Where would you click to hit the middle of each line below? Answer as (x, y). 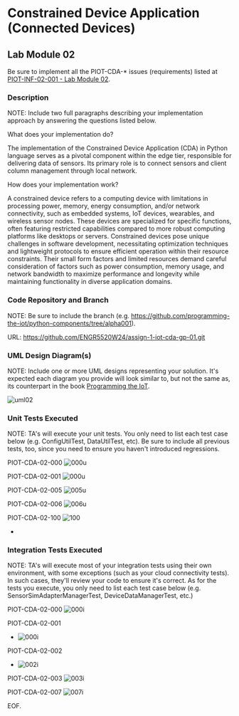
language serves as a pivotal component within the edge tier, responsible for (119, 156)
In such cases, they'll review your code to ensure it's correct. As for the (112, 581)
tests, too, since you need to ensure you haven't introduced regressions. (113, 449)
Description (28, 98)
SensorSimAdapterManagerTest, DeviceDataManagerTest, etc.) (100, 596)
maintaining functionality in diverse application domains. (90, 282)
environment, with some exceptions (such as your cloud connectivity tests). (118, 573)
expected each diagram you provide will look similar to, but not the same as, (119, 378)
